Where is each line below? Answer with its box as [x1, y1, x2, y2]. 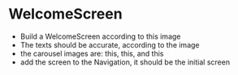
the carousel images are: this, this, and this [19, 48, 164, 58]
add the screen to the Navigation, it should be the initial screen [19, 57, 230, 67]
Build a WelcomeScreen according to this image [19, 31, 181, 41]
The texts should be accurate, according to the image [19, 40, 200, 49]
